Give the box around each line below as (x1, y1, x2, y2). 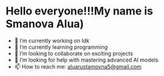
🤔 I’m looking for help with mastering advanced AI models (14, 56, 159, 63)
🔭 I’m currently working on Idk (14, 37, 90, 44)
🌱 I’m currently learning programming (14, 43, 108, 51)
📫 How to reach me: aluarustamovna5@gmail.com (14, 63, 142, 70)
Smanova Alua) (5, 17, 84, 31)
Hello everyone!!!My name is (5, 4, 154, 18)
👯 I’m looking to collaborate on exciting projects (14, 49, 134, 57)
